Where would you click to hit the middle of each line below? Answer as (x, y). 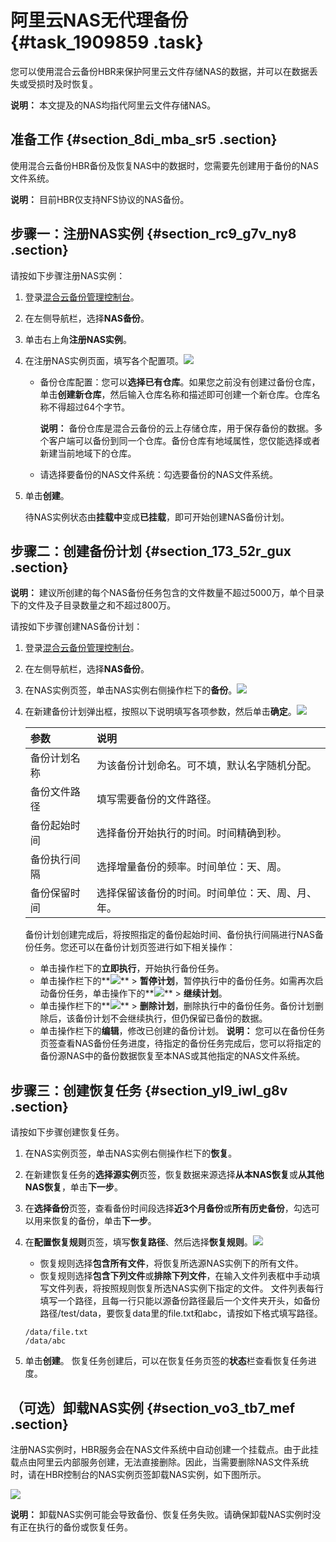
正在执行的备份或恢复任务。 (75, 1527)
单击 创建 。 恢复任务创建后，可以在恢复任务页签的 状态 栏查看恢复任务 (166, 1361)
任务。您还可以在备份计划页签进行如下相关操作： (134, 947)
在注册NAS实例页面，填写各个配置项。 (104, 360)
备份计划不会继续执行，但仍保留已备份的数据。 (171, 1018)
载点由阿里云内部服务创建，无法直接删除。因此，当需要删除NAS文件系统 (160, 1462)
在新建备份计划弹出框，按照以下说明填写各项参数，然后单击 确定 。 (160, 712)
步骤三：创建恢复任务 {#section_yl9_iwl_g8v (149, 1090)
